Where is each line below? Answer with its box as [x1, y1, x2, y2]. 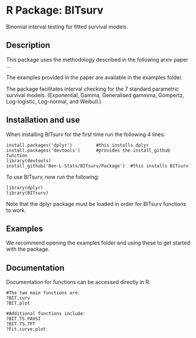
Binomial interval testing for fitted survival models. [6, 23, 128, 30]
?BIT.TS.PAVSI [6, 316, 41, 322]
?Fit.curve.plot [6, 326, 46, 332]
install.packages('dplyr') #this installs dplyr [6, 142, 149, 148]
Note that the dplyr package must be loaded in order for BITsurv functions [6, 200, 187, 207]
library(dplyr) [6, 185, 44, 191]
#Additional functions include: [6, 311, 86, 317]
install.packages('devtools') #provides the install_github [6, 147, 170, 153]
